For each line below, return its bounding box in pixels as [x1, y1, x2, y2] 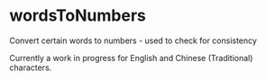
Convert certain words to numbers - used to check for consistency [9, 35, 257, 46]
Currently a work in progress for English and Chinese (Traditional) [9, 52, 253, 63]
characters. [9, 62, 52, 73]
